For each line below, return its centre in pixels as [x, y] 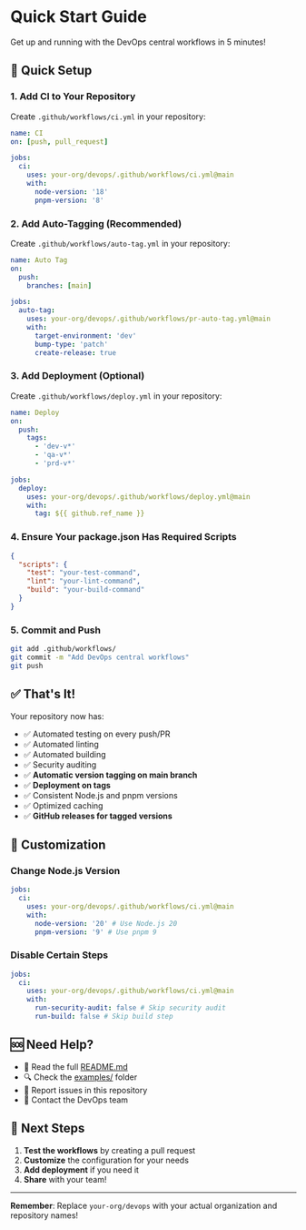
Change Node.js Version [65, 870]
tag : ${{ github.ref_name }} [89, 513]
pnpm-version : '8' [69, 200]
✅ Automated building [65, 754]
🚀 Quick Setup [51, 71]
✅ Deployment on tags [67, 785]
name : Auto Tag [39, 260]
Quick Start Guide [79, 17]
